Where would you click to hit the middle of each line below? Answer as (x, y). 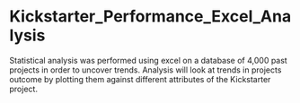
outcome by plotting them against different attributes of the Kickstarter (140, 79)
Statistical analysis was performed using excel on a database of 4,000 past (148, 60)
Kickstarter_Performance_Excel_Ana (150, 17)
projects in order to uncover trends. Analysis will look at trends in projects (146, 70)
